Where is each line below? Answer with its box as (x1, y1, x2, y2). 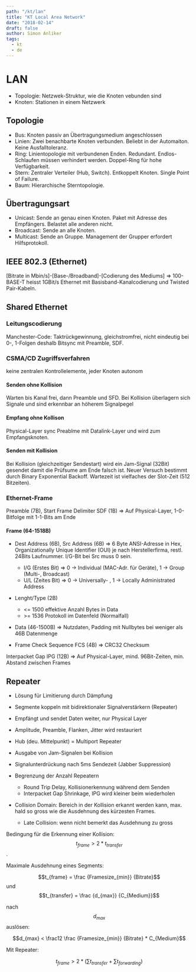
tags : (6, 36, 19, 42)
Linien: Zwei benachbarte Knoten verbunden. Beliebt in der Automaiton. (14, 137, 189, 145)
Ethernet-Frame (6, 494, 53, 502)
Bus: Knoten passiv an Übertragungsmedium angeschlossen (14, 131, 162, 138)
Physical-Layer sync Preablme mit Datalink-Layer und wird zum (6, 427, 161, 435)
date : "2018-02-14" (6, 20, 54, 25)
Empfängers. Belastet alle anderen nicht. (14, 221, 114, 228)
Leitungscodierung (6, 320, 62, 328)
